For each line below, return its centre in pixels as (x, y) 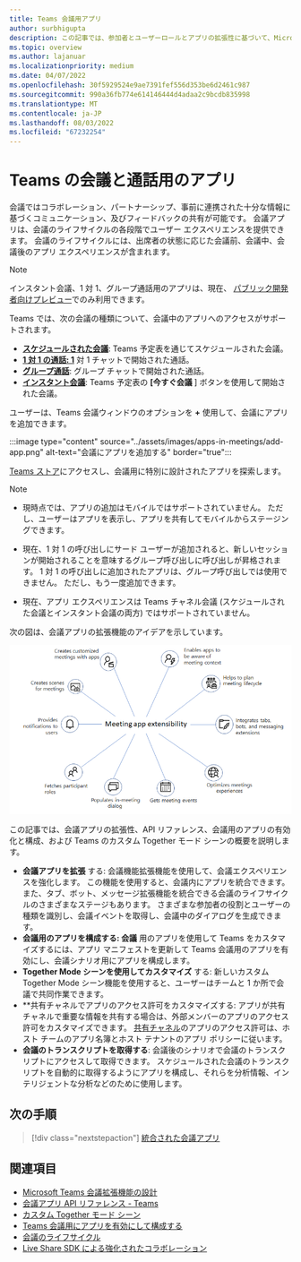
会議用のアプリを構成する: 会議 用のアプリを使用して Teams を (138, 938)
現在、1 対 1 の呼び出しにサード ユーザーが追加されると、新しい (140, 549)
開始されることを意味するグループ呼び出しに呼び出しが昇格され (155, 561)
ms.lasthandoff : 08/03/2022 (62, 123)
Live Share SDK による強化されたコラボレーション (115, 1248)
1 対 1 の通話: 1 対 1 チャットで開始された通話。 (108, 360)
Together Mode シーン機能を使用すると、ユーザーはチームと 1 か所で (149, 983)
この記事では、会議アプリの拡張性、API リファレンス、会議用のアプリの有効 (150, 829)
